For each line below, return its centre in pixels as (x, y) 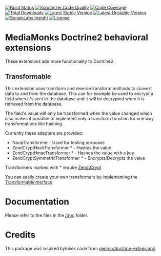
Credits (20, 235)
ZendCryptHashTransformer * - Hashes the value (61, 147)
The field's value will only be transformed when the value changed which (79, 113)
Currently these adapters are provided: (44, 133)
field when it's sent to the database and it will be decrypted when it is (75, 99)
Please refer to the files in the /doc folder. (47, 215)
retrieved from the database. (34, 104)
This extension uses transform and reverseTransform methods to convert (79, 88)
